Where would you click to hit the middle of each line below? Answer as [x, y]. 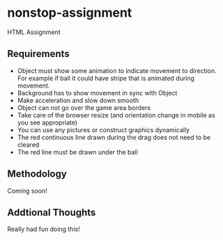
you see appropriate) [47, 122]
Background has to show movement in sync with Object [97, 93]
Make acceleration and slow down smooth [78, 100]
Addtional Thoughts [52, 213]
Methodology [37, 174]
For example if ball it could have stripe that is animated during [106, 78]
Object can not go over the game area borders [84, 107]
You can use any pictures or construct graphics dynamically [103, 129]
